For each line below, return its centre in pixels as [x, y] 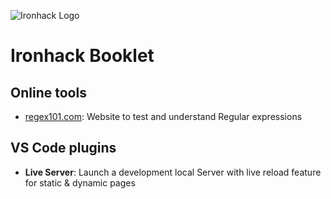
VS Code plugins [63, 148]
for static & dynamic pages [80, 182]
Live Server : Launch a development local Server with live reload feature [173, 172]
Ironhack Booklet [82, 56]
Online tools [48, 92]
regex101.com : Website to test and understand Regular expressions [163, 116]
